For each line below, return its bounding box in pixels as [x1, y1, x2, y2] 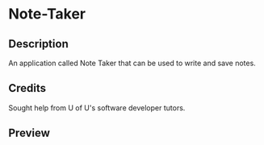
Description [8, 37, 69, 51]
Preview [8, 126, 51, 140]
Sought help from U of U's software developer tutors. [8, 102, 186, 113]
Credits [8, 81, 47, 95]
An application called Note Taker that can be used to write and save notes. [8, 58, 256, 68]
